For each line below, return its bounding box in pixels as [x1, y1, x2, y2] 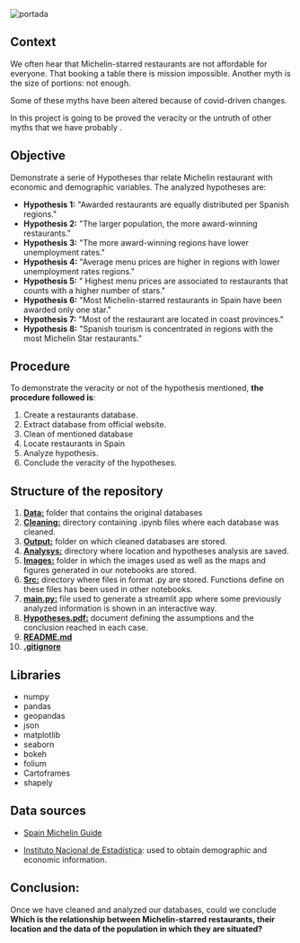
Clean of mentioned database [22, 428, 134, 440]
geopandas [22, 711, 66, 722]
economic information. [22, 854, 107, 865]
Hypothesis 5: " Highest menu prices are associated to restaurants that [22, 275, 288, 286]
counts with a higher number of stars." [22, 284, 166, 296]
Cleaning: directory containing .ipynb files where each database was [22, 517, 279, 528]
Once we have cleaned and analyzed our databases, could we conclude [10, 904, 277, 915]
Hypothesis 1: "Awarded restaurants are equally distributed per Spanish [22, 199, 290, 210]
